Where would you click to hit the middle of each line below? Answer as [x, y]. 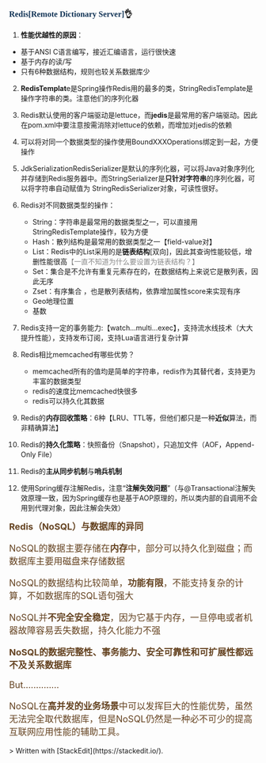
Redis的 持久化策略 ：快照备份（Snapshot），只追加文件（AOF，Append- [137, 445]
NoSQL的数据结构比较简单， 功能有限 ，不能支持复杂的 [122, 583]
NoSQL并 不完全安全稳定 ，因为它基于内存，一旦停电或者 [126, 618]
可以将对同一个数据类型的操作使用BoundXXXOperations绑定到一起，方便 [139, 142]
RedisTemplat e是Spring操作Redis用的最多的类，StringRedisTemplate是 [137, 89]
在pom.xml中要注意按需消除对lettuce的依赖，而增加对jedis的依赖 [126, 125]
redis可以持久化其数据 [68, 401]
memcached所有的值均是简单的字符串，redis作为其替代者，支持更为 [144, 371]
